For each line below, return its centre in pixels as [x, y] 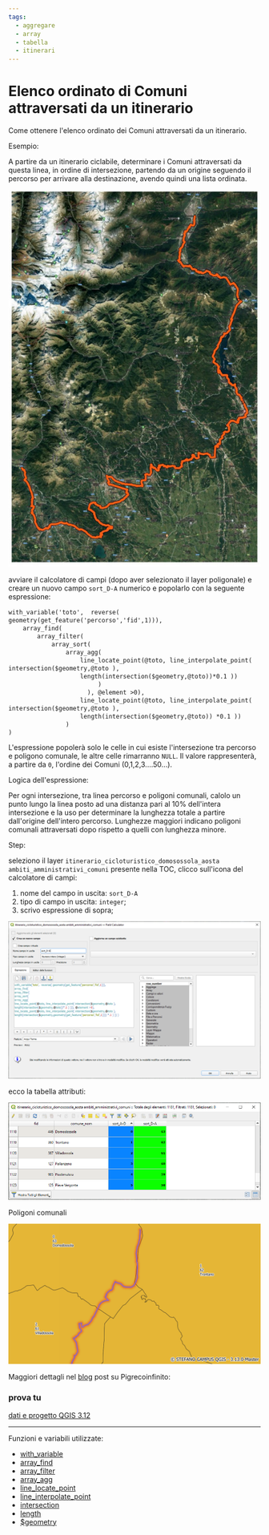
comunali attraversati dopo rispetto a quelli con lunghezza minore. [117, 829]
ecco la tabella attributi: [47, 1091]
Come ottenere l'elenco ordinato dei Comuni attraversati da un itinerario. [128, 131]
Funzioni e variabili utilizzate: [56, 1438]
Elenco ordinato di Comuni [98, 91]
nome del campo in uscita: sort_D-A [79, 892]
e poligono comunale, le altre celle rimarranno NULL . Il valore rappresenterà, [132, 755]
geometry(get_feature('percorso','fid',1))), [85, 620]
